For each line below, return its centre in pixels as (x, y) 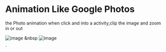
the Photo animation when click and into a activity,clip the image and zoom (83, 23)
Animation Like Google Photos (70, 9)
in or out (14, 28)
